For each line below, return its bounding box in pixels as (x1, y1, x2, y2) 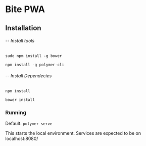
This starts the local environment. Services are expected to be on (5, 130, 141, 136)
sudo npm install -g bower (5, 53, 62, 59)
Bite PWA (5, 4, 45, 15)
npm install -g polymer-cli (5, 62, 65, 67)
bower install (5, 97, 35, 102)
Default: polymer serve (5, 120, 53, 127)
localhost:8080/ (5, 135, 38, 142)
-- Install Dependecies (5, 73, 52, 79)
